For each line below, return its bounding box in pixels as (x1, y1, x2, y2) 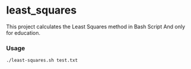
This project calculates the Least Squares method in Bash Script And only (6, 23, 185, 30)
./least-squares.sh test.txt (6, 57, 78, 64)
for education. (6, 29, 41, 36)
